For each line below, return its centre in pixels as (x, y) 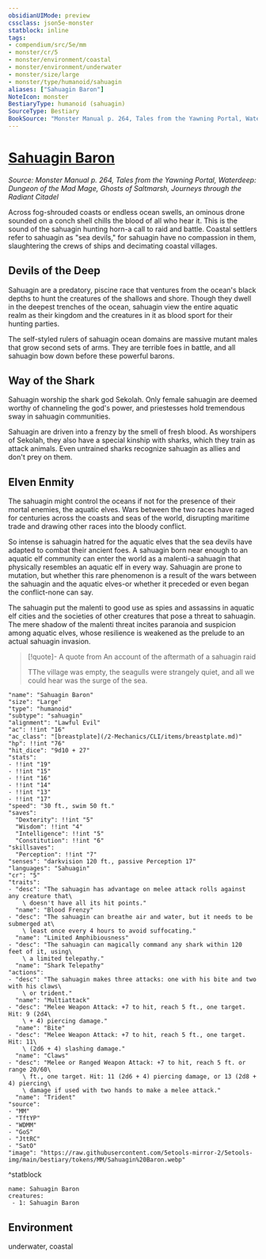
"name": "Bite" (40, 1028)
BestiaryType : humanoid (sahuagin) (67, 104)
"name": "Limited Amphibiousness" (72, 938)
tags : (17, 38)
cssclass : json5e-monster (51, 23)
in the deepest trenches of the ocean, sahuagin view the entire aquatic (123, 307)
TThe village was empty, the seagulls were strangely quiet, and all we (141, 672)
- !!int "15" (30, 771)
